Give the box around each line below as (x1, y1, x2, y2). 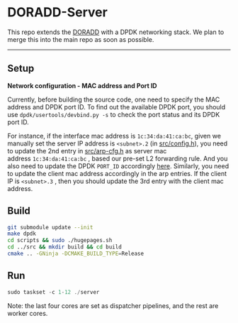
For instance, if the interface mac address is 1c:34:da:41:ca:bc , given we (7, 131, 222, 140)
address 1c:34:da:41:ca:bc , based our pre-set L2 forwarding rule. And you (7, 154, 228, 163)
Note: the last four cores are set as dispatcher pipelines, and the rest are (7, 301, 219, 310)
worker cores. (7, 309, 48, 317)
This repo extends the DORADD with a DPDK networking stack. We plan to (7, 28, 225, 36)
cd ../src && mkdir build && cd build (7, 243, 122, 251)
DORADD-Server (7, 4, 108, 21)
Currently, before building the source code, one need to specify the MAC (7, 95, 220, 104)
